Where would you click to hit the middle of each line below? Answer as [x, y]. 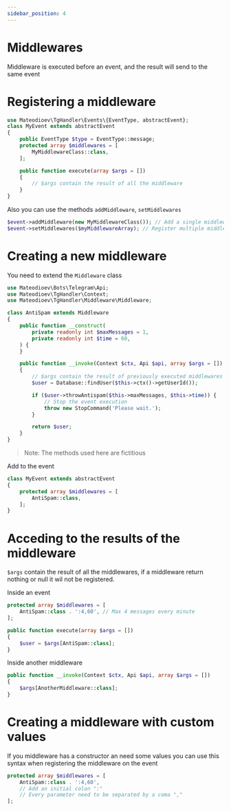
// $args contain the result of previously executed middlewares [128, 377]
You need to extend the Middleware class [65, 275]
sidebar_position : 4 [37, 13]
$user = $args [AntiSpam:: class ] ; [67, 643]
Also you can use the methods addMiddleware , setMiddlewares [94, 209]
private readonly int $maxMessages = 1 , [90, 332]
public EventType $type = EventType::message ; [87, 139]
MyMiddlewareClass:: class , [70, 152]
